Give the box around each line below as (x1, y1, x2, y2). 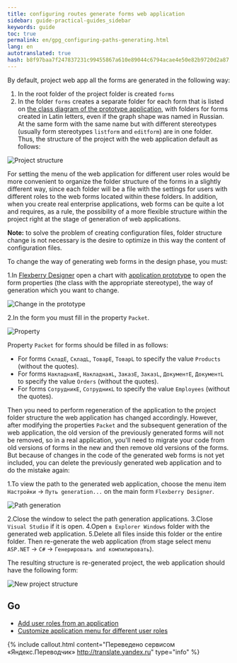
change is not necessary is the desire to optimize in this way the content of (7, 236, 226, 244)
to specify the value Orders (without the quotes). (17, 376, 159, 386)
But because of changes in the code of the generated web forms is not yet (7, 451, 225, 459)
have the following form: (7, 565, 79, 574)
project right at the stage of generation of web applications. (7, 214, 181, 223)
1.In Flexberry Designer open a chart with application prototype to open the (7, 270, 226, 279)
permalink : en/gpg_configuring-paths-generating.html (7, 37, 170, 44)
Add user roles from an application (17, 618, 119, 627)
